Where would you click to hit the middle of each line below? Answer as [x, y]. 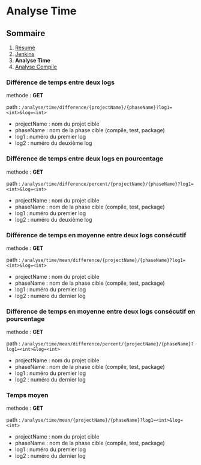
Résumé [25, 47]
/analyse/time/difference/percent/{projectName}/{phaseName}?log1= [108, 184]
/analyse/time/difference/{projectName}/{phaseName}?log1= [97, 108]
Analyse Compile [36, 67]
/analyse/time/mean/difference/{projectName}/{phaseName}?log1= [104, 260]
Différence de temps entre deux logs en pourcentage [85, 159]
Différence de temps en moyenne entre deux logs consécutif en [101, 311]
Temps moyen [27, 395]
